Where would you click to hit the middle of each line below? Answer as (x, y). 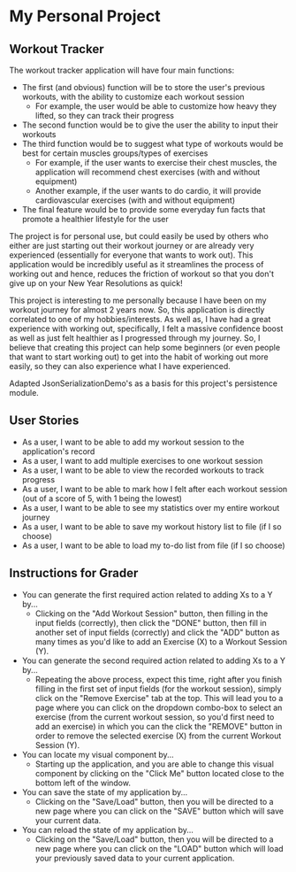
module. (24, 393)
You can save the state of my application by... (105, 792)
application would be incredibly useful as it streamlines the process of (137, 264)
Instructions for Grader (74, 573)
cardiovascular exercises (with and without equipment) (135, 200)
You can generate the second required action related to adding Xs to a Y (153, 660)
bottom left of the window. (83, 783)
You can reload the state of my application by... (108, 830)
